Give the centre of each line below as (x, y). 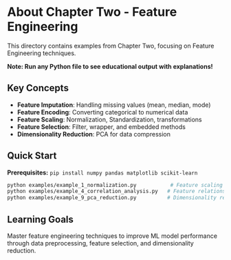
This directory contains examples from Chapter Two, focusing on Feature (111, 46)
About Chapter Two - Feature (92, 12)
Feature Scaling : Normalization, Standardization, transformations (109, 119)
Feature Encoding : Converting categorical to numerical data (102, 112)
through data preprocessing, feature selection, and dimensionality (100, 243)
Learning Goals (41, 219)
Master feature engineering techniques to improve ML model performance (112, 236)
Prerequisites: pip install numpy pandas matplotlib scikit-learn (102, 172)
